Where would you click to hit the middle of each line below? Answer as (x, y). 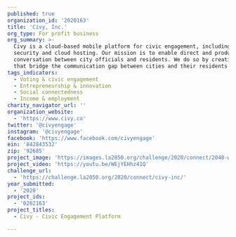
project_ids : (26, 197)
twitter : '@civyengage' (42, 125)
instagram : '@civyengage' (45, 132)
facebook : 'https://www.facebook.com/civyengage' (81, 138)
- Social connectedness (48, 92)
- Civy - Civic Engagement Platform (67, 217)
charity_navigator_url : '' (47, 105)
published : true (31, 14)
